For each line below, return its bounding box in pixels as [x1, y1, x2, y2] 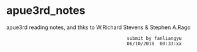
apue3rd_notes [6, 4, 86, 18]
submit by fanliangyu [127, 35, 182, 41]
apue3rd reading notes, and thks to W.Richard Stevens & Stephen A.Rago [6, 24, 191, 31]
